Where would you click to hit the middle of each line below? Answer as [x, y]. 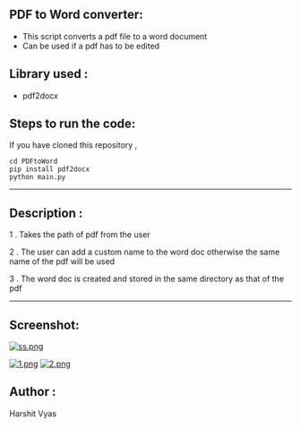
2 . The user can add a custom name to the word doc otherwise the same [145, 252]
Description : [46, 213]
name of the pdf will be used [62, 261]
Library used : [49, 74]
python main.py [38, 177]
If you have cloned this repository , [73, 145]
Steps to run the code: [73, 124]
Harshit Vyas [33, 413]
